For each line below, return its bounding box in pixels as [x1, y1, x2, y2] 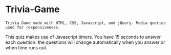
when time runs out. [5, 44, 48, 50]
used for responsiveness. [5, 24, 60, 30]
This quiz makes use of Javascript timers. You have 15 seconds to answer [5, 34, 161, 40]
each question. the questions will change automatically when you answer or [5, 39, 165, 45]
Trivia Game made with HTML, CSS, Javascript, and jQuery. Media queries [5, 20, 166, 25]
